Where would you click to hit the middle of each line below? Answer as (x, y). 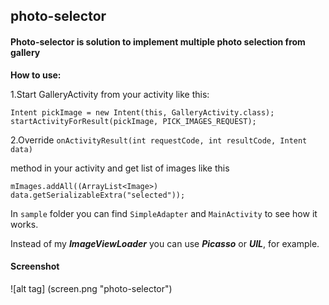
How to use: (36, 75)
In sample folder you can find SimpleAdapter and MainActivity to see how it (164, 213)
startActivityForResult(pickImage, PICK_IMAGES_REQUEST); (133, 121)
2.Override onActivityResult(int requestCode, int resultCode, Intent (159, 140)
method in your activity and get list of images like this (120, 168)
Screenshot (35, 266)
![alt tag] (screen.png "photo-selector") (91, 288)
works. (24, 224)
